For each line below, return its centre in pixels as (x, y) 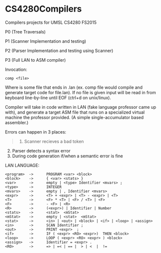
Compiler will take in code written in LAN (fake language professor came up (80, 107)
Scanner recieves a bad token (54, 141)
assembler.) (17, 122)
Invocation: (16, 69)
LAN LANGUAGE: (22, 165)
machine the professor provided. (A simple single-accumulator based (74, 117)
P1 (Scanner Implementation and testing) (46, 41)
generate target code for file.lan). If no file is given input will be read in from (80, 92)
